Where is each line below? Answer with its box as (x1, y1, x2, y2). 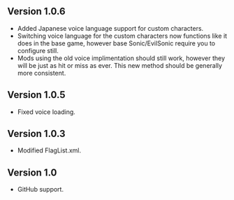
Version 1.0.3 (7, 128, 66, 140)
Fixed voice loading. (17, 108, 75, 116)
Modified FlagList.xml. (17, 146, 82, 155)
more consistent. (17, 69, 66, 77)
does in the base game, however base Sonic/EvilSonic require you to (17, 38, 215, 48)
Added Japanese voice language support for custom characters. (17, 24, 204, 32)
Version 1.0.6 (7, 6, 66, 17)
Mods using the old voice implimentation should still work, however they (17, 54, 226, 62)
